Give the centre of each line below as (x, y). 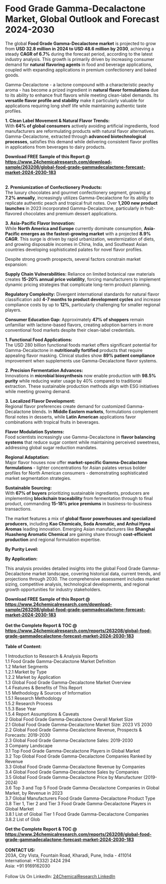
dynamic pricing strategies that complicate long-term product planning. (78, 284)
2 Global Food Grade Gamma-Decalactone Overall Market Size (69, 719)
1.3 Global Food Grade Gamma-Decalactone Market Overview (68, 682)
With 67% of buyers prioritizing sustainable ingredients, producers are (77, 493)
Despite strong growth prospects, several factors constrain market (73, 259)
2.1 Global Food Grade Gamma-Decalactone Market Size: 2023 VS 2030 (79, 724)
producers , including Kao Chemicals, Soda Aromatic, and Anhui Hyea (78, 524)
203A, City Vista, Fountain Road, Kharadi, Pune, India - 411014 (68, 855)
